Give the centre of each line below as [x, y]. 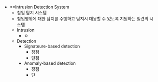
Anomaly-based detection [50, 63]
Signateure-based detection [52, 46]
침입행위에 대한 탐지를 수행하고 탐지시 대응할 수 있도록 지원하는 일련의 [83, 18]
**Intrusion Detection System [39, 7]
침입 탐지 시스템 [32, 12]
